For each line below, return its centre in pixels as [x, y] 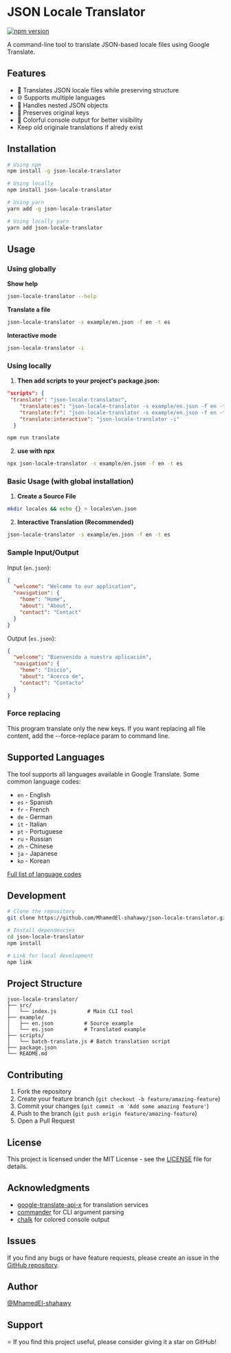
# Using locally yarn [38, 221]
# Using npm [24, 165]
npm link [20, 962]
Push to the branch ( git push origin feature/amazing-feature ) [107, 1114]
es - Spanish [35, 802]
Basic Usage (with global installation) [70, 481]
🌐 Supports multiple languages [61, 97]
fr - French [33, 809]
